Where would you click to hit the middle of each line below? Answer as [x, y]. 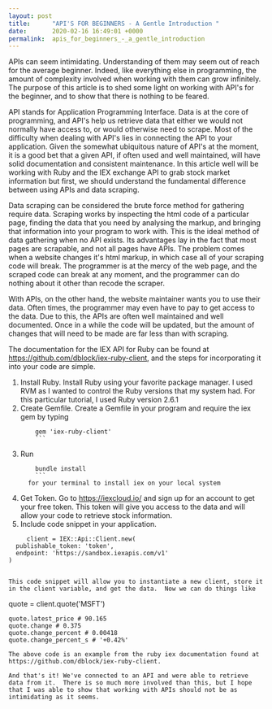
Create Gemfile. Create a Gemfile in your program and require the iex [136, 408]
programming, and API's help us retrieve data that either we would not [126, 121]
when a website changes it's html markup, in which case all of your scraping [136, 258]
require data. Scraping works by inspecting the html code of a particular [129, 214]
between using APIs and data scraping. [74, 190]
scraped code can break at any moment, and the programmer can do [124, 275]
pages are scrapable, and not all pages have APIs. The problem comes [127, 249]
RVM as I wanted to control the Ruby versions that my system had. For [138, 391]
